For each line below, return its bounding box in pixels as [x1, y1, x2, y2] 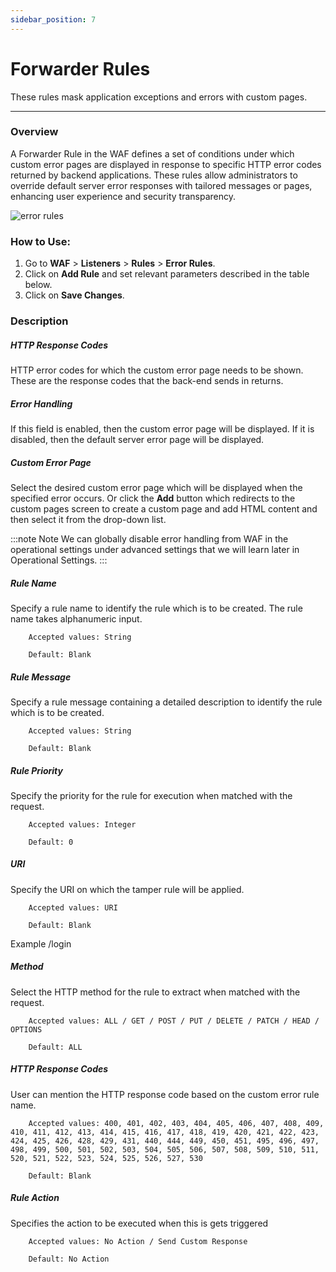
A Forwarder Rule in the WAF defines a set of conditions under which [10, 147, 295, 160]
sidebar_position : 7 [10, 14, 97, 25]
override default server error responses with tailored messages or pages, [10, 179, 313, 191]
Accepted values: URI [28, 902, 118, 913]
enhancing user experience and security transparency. [10, 190, 236, 202]
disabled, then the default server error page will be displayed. [10, 434, 265, 446]
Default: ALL [28, 1042, 83, 1052]
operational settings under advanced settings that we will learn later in [10, 543, 300, 555]
